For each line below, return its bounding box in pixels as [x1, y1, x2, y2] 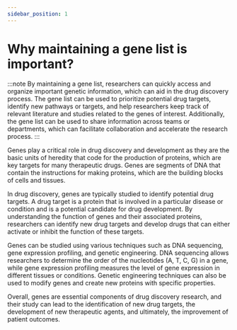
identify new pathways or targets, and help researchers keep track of [7, 102, 209, 110]
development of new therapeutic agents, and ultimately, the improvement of [7, 307, 229, 316]
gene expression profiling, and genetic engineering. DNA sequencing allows [7, 249, 229, 257]
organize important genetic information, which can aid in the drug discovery [7, 86, 229, 96]
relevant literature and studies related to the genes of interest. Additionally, [7, 109, 225, 118]
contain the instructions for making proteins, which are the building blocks [7, 168, 224, 177]
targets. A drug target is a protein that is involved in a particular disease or [7, 197, 224, 205]
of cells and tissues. [7, 176, 66, 184]
